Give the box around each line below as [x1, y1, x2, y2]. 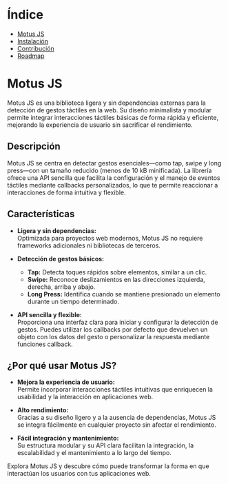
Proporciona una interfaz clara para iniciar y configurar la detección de [17, 318, 218, 326]
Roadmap [17, 52, 45, 60]
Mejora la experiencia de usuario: [17, 378, 115, 386]
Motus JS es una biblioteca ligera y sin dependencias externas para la [7, 99, 207, 107]
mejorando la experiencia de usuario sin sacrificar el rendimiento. [7, 121, 193, 129]
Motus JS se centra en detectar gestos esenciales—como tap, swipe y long [7, 159, 222, 167]
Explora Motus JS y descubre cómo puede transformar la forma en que [7, 462, 209, 470]
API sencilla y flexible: [17, 310, 83, 319]
